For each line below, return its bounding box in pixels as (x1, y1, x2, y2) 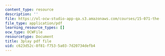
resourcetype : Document (5, 35, 54, 39)
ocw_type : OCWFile (5, 30, 43, 35)
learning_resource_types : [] (5, 25, 65, 30)
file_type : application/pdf (5, 20, 63, 26)
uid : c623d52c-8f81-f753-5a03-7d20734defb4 (5, 43, 96, 48)
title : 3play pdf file (5, 39, 52, 44)
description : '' (5, 12, 38, 17)
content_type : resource (5, 7, 54, 12)
